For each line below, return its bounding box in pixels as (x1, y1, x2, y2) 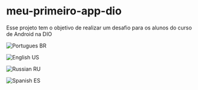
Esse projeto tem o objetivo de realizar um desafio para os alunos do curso (6, 24, 193, 31)
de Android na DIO (6, 30, 52, 37)
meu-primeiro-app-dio (6, 4, 122, 18)
